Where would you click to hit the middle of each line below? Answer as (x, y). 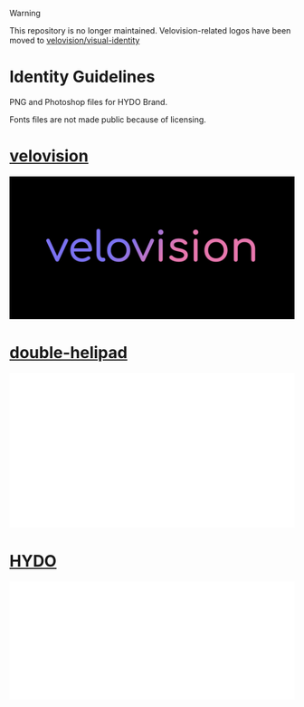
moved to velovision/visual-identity (75, 40)
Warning (25, 13)
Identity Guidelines (82, 77)
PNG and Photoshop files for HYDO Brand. (89, 102)
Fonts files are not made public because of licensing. (108, 119)
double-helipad (69, 353)
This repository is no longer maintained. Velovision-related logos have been (150, 30)
